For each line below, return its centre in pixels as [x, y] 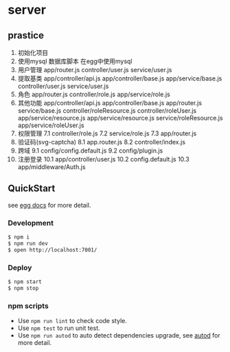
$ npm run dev [28, 243]
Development [31, 223]
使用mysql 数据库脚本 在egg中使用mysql [75, 61]
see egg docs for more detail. [49, 205]
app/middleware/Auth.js [51, 167]
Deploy [20, 267]
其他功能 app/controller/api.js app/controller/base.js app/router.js [110, 103]
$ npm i [19, 237]
